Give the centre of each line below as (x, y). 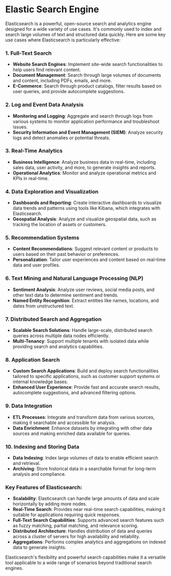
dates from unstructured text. (44, 306)
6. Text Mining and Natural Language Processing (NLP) (74, 278)
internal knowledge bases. (40, 382)
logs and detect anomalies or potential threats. (61, 138)
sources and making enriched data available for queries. (72, 433)
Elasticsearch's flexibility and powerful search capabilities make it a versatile (85, 557)
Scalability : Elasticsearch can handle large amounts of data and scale (86, 499)
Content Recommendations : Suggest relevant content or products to (85, 249)
